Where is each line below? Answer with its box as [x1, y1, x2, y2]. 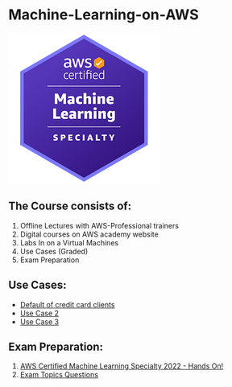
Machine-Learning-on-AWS [8, 6, 199, 24]
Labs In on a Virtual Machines [19, 237, 119, 247]
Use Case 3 [19, 316, 59, 327]
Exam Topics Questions [19, 370, 99, 380]
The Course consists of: [8, 200, 131, 213]
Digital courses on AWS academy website [19, 229, 159, 239]
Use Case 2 [19, 308, 59, 318]
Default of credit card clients [19, 299, 115, 309]
